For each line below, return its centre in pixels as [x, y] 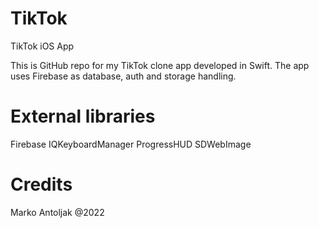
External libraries [83, 116]
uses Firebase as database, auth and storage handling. [123, 76]
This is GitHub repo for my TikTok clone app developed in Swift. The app [160, 65]
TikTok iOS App [42, 46]
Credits [41, 184]
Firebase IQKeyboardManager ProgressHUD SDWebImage [131, 144]
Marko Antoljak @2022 [57, 212]
